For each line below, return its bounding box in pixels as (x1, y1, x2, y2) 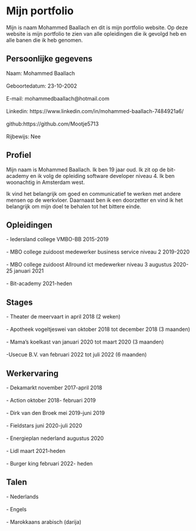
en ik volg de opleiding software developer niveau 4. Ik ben (30, 172, 175, 179)
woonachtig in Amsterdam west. (6, 179, 85, 186)
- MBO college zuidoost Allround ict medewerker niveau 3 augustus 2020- (6, 261, 189, 268)
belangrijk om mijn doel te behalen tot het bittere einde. (6, 202, 141, 210)
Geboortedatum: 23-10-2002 (6, 82, 77, 89)
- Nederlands (6, 493, 39, 500)
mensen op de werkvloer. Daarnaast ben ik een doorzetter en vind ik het (6, 196, 183, 204)
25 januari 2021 (6, 267, 44, 274)
